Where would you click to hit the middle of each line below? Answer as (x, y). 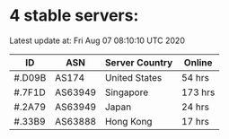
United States (133, 77)
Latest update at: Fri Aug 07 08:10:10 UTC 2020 (97, 40)
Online (198, 62)
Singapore (127, 92)
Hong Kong (128, 121)
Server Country (139, 62)
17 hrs (195, 121)
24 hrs (195, 107)
